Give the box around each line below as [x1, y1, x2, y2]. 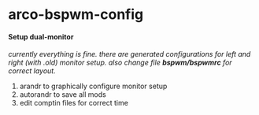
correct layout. [8, 66, 57, 76]
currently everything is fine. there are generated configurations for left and [8, 50, 251, 59]
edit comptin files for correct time [19, 98, 128, 108]
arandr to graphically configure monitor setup [19, 81, 168, 91]
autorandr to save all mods [19, 90, 106, 99]
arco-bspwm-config [8, 6, 144, 24]
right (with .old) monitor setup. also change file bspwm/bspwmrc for [8, 57, 232, 68]
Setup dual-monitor [8, 32, 74, 41]
